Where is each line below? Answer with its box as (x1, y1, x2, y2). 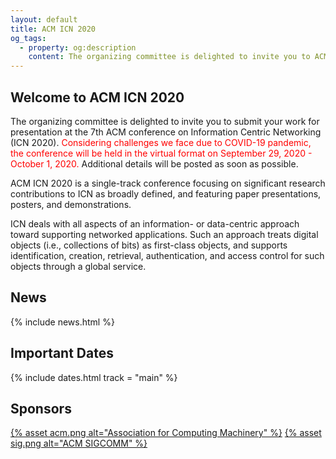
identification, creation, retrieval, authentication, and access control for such (10, 249, 325, 261)
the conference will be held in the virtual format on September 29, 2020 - (10, 147, 313, 159)
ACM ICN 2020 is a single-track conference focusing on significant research (10, 177, 326, 189)
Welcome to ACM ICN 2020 (10, 89, 185, 106)
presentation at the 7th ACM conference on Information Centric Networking (10, 126, 322, 138)
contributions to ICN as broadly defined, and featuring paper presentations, (10, 187, 322, 200)
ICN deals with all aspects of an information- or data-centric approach (10, 217, 300, 230)
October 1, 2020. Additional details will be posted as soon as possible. (10, 157, 299, 170)
